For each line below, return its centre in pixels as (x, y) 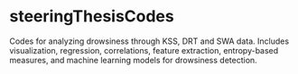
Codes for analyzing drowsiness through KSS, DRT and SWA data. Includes (149, 41)
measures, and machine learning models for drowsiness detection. (133, 60)
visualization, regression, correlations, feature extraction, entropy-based (144, 50)
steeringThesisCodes (92, 16)
